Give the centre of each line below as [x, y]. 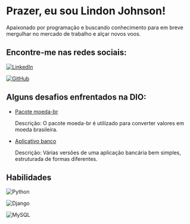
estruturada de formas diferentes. [56, 158]
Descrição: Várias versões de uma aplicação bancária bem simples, [98, 153]
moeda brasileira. [36, 129]
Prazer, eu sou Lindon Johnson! [86, 11]
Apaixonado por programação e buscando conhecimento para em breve [95, 27]
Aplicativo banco [35, 141]
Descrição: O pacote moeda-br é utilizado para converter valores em [99, 123]
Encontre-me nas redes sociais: [66, 53]
